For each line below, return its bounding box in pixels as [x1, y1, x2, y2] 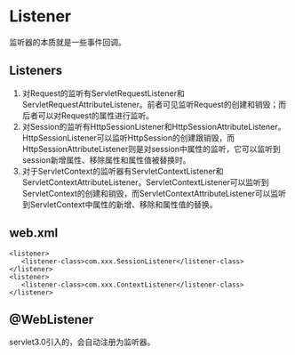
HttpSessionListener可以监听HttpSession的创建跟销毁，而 [21, 132, 235, 143]
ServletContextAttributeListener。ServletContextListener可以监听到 [21, 176, 269, 188]
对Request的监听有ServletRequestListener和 [21, 87, 185, 99]
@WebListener [9, 311, 94, 327]
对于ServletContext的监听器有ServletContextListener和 [21, 165, 224, 176]
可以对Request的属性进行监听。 [37, 109, 154, 121]
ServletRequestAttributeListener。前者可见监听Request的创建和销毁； [21, 99, 279, 109]
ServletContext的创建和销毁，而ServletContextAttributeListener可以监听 [21, 188, 287, 198]
